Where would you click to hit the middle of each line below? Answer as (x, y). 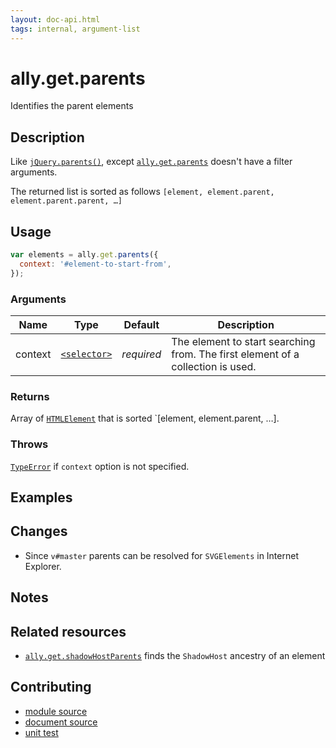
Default (141, 324)
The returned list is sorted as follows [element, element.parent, (142, 192)
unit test (41, 732)
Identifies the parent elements (72, 106)
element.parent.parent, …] (66, 201)
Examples (41, 497)
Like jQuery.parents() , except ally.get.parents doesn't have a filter (151, 162)
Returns (30, 396)
